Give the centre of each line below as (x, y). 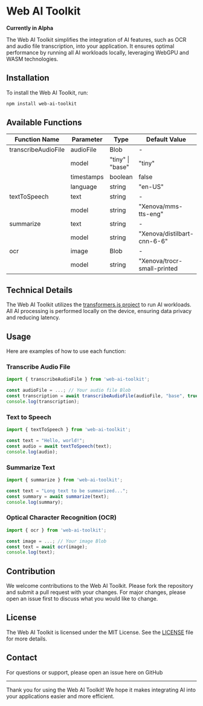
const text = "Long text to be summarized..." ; (67, 491)
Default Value (166, 139)
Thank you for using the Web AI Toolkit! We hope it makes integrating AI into (101, 690)
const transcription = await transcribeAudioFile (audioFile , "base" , (96, 396)
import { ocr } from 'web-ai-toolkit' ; (56, 530)
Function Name (37, 139)
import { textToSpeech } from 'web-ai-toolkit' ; (69, 430)
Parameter (87, 139)
